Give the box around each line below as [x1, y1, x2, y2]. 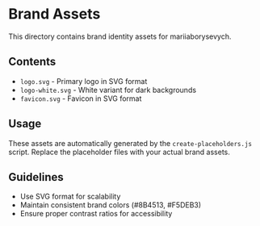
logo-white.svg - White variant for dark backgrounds [19, 85, 196, 94]
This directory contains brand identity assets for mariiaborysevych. [8, 31, 232, 41]
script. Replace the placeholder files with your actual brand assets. [8, 147, 230, 157]
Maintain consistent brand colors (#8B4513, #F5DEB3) [19, 200, 202, 210]
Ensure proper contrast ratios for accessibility [19, 209, 173, 219]
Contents [8, 55, 57, 69]
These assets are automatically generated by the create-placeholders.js [8, 138, 253, 148]
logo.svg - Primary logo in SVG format [19, 76, 148, 86]
